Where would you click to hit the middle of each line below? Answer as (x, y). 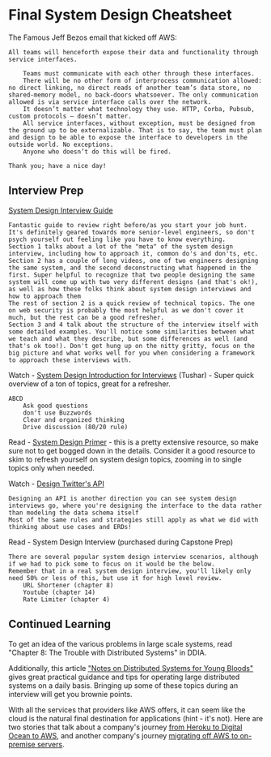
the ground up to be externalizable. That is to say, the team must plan (135, 130)
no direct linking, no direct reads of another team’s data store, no (130, 88)
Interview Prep (46, 191)
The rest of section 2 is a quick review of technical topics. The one (131, 303)
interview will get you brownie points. (70, 694)
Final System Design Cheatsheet (120, 15)
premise (22, 744)
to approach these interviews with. (70, 360)
